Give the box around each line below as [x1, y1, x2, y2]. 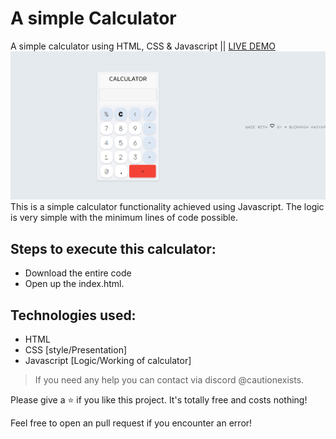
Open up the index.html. [24, 278, 125, 290]
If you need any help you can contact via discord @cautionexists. [34, 374, 305, 386]
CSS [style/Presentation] [24, 344, 128, 356]
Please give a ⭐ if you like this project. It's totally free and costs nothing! [10, 394, 308, 406]
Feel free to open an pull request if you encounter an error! [10, 417, 253, 429]
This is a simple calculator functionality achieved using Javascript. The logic [10, 201, 325, 213]
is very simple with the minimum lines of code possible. [10, 212, 238, 224]
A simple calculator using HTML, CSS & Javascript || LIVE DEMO [10, 40, 276, 52]
